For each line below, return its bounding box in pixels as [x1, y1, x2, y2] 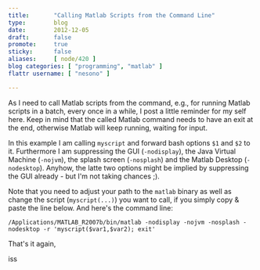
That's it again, [8, 239, 56, 248]
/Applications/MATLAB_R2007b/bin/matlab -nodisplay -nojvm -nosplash [8, 218, 240, 226]
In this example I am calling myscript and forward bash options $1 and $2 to [8, 138, 251, 147]
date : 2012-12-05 [8, 26, 89, 34]
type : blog [8, 19, 68, 27]
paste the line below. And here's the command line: [8, 203, 174, 212]
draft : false [8, 33, 72, 41]
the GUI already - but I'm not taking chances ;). [8, 171, 161, 181]
